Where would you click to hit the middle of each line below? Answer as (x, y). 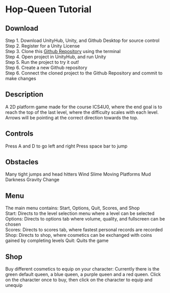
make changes (21, 78)
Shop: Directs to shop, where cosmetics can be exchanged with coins (79, 235)
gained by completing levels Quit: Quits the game (57, 240)
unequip (14, 285)
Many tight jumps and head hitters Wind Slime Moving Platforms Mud (78, 174)
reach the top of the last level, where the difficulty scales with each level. (82, 112)
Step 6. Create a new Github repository (46, 68)
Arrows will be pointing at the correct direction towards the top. (72, 117)
